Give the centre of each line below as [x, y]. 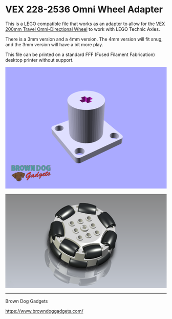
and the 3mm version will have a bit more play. [54, 44]
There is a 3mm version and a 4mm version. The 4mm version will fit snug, [84, 39]
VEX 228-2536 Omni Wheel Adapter [84, 10]
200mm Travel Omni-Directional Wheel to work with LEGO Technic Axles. [83, 29]
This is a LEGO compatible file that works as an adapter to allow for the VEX [85, 24]
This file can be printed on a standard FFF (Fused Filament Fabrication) [80, 54]
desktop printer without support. [39, 60]
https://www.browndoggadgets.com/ [44, 311]
